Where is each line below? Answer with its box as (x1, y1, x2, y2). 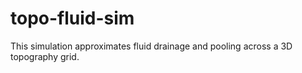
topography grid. (10, 50, 80, 62)
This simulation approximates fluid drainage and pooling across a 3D (10, 40, 293, 52)
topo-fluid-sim (10, 7, 135, 30)
